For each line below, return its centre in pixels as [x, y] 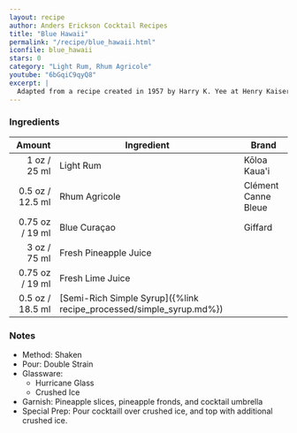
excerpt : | [29, 83]
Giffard [258, 227]
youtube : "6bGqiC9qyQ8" [53, 75]
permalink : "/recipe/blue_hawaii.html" [83, 42]
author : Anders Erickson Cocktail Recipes [88, 26]
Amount [34, 145]
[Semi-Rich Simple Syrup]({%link [129, 298]
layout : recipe [37, 17]
